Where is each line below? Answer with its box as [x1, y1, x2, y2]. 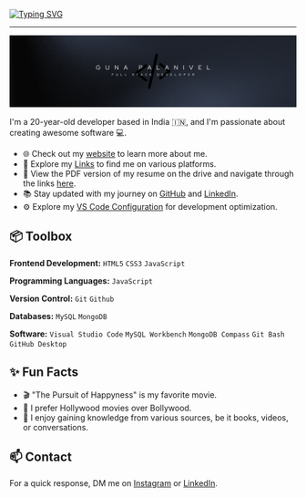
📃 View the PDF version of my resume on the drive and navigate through [22, 169, 294, 179]
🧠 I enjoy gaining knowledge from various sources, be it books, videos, [22, 411, 289, 423]
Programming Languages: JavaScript [9, 275, 153, 286]
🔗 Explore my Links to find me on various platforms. [22, 159, 217, 169]
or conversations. [22, 421, 89, 432]
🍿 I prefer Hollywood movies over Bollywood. [22, 402, 192, 413]
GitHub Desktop [9, 339, 67, 348]
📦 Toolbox [9, 229, 73, 244]
